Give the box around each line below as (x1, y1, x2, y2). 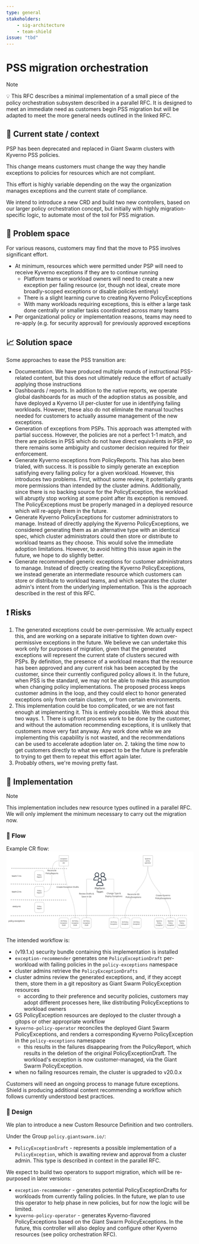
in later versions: (31, 1175, 72, 1182)
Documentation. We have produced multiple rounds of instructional (14, 367, 179, 375)
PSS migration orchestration (6, 61, 149, 75)
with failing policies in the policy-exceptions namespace (39, 961, 178, 968)
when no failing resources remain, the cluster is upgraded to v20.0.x (14, 1069, 182, 1076)
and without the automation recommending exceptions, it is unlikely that (14, 722, 191, 729)
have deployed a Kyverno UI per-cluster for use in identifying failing (14, 400, 181, 407)
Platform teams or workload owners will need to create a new (23, 275, 174, 282)
